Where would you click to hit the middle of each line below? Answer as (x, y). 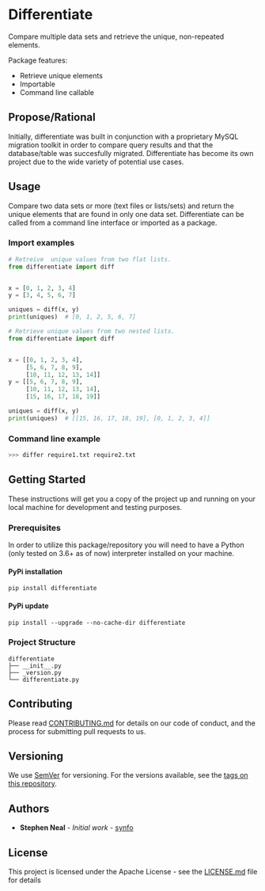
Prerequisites (34, 527)
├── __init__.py (35, 666)
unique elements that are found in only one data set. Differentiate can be (126, 214)
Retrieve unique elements (61, 75)
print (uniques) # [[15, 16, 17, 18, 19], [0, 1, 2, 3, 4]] (110, 418)
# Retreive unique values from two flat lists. (90, 259)
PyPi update (28, 605)
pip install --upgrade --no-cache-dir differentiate (97, 623)
